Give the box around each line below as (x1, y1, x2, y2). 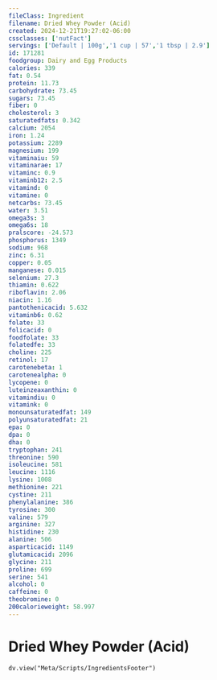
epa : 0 (8, 423, 31, 431)
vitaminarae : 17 (8, 162, 63, 170)
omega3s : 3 (8, 214, 45, 222)
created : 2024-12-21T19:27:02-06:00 (8, 27, 131, 35)
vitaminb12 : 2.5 (8, 176, 63, 185)
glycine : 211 (8, 558, 52, 566)
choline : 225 (8, 348, 52, 356)
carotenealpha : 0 (8, 371, 67, 379)
